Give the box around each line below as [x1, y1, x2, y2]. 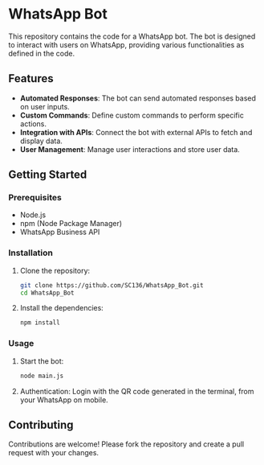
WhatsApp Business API [19, 227, 100, 237]
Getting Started [8, 168, 87, 182]
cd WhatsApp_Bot [19, 289, 75, 297]
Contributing [8, 418, 74, 431]
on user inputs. [19, 101, 70, 111]
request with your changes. [8, 448, 99, 458]
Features [8, 72, 54, 85]
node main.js [19, 372, 64, 380]
